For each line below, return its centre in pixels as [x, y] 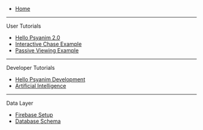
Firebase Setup [34, 115]
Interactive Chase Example [48, 44]
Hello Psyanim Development [50, 79]
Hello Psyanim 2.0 [37, 38]
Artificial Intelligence [40, 86]
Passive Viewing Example [47, 50]
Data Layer [20, 103]
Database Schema [38, 121]
